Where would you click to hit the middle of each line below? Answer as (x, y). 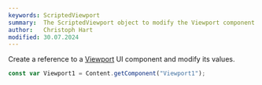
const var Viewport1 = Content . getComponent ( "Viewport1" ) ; (107, 74)
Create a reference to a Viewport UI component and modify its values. (122, 59)
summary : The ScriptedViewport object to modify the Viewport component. (133, 23)
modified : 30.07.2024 (44, 37)
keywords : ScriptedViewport (54, 15)
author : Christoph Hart (50, 30)
